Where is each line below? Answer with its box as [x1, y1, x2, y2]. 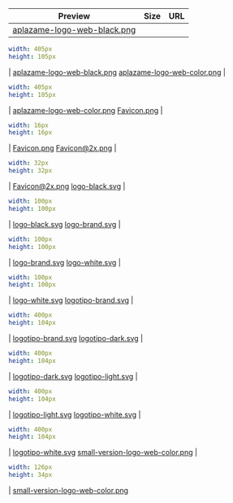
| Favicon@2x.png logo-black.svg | [8, 182, 126, 190]
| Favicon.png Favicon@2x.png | [8, 143, 117, 153]
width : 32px [8, 159, 49, 168]
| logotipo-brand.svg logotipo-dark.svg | [8, 334, 144, 343]
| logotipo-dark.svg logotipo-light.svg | [8, 371, 138, 381]
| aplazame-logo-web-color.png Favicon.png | [8, 105, 163, 115]
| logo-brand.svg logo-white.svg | [8, 257, 122, 267]
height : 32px [8, 167, 53, 175]
